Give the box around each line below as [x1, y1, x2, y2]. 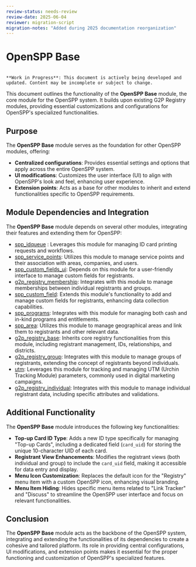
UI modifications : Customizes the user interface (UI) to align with [14, 172, 173, 179]
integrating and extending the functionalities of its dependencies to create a [6, 536, 189, 543]
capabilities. [14, 303, 44, 310]
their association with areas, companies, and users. [14, 259, 139, 266]
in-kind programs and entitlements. [14, 316, 99, 323]
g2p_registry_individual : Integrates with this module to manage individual [14, 384, 190, 391]
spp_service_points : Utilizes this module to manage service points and [14, 253, 184, 260]
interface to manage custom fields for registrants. [14, 271, 135, 279]
